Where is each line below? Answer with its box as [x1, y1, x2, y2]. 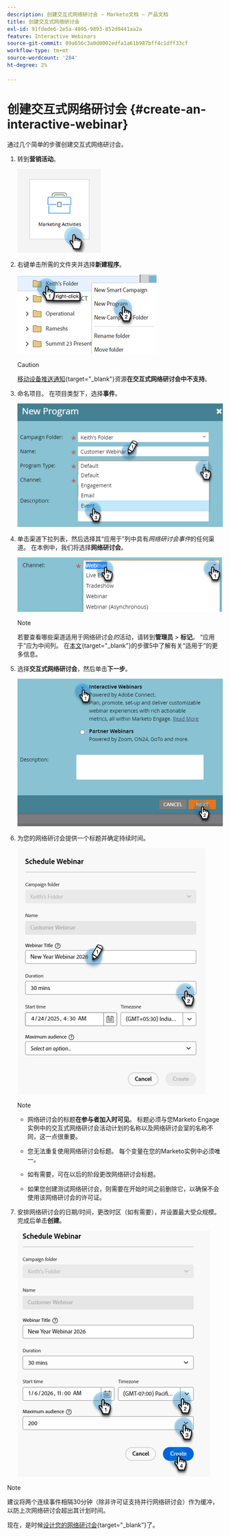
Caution [16, 360, 40, 368]
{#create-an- [129, 102, 207, 117]
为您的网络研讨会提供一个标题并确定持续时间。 [16, 834, 149, 842]
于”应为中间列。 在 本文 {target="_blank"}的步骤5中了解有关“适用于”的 [16, 641, 212, 650]
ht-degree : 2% [7, 62, 48, 69]
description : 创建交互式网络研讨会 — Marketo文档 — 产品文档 [7, 11, 169, 18]
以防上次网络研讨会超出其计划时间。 [7, 1507, 110, 1515]
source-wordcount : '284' [7, 55, 78, 62]
